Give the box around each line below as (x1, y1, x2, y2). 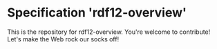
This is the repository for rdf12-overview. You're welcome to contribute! (7, 28, 211, 36)
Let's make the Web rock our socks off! (7, 35, 120, 43)
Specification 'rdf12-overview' (7, 5, 187, 21)
